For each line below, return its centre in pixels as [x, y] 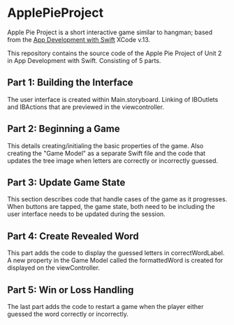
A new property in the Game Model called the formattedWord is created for [115, 261]
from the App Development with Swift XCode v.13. [79, 39]
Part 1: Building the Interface [71, 83]
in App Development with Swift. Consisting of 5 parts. [84, 60]
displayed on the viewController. [53, 268]
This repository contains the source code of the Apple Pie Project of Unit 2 [115, 53]
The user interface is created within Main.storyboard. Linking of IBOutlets [113, 99]
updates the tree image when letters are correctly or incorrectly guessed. [113, 160]
